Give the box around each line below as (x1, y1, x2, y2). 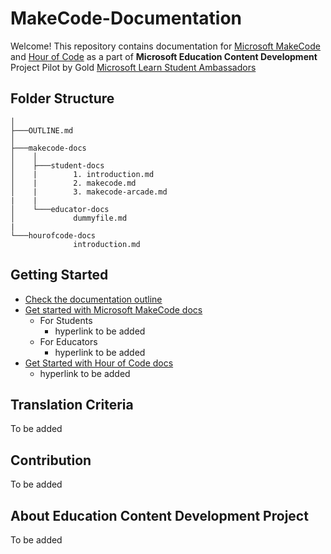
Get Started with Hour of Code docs (24, 357, 174, 369)
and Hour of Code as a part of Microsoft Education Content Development (10, 50, 318, 62)
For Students (39, 314, 93, 326)
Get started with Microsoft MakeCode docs (24, 303, 203, 316)
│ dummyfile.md (10, 213, 128, 223)
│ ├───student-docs (10, 160, 105, 171)
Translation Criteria (10, 396, 134, 413)
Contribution (10, 452, 92, 469)
